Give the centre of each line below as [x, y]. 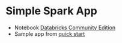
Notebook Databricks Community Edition [65, 27]
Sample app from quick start [50, 33]
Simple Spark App [51, 11]
